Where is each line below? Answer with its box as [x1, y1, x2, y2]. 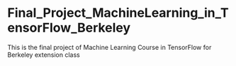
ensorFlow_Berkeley [7, 20, 131, 36]
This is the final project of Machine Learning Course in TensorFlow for [7, 43, 212, 51]
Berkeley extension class [7, 51, 80, 59]
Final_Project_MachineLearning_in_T [7, 5, 229, 21]
